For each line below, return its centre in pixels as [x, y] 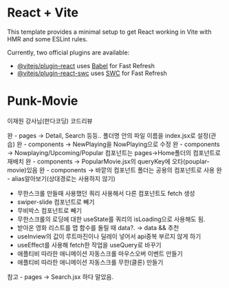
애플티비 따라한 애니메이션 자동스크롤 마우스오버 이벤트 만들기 [100, 254]
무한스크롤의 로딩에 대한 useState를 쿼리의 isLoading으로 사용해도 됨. [111, 219]
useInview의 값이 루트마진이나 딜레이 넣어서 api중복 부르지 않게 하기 [109, 236]
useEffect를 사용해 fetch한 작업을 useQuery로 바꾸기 [89, 245]
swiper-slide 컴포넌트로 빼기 [56, 202]
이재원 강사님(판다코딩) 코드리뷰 [50, 121]
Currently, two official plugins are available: [68, 52]
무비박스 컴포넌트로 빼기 [50, 210]
